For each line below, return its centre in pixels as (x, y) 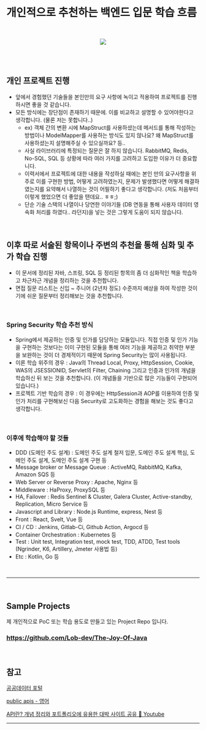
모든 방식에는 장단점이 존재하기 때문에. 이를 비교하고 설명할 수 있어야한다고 (105, 112)
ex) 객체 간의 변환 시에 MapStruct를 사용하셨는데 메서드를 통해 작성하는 (110, 127)
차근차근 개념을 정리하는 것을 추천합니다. (70, 280)
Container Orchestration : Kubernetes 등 (66, 535)
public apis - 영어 (28, 701)
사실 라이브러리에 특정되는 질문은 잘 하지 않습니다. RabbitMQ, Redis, (106, 151)
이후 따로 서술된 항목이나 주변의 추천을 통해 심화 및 (96, 245)
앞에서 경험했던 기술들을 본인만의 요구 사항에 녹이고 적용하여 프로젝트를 (100, 96)
